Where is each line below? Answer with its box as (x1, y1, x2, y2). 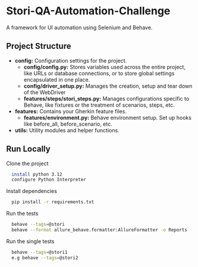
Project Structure (6, 41, 71, 51)
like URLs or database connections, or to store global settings (23, 70, 175, 77)
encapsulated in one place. (23, 76, 90, 83)
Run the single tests (6, 237, 55, 245)
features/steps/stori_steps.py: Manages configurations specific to (23, 95, 190, 102)
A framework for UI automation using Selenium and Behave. (6, 24, 153, 31)
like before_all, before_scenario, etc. (23, 120, 112, 128)
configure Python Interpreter (11, 177, 86, 183)
